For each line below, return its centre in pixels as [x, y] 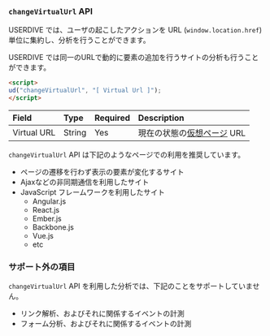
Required [113, 118]
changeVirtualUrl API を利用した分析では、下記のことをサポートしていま [131, 286]
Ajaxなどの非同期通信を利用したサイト [85, 182]
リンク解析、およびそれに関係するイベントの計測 [102, 313]
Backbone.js [53, 227]
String [75, 132]
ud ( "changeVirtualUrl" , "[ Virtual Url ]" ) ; [85, 91]
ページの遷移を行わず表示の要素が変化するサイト [102, 171]
